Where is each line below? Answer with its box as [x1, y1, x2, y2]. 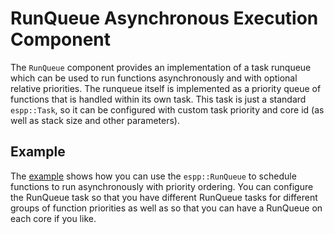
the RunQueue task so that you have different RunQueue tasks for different [10, 191, 318, 203]
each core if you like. [10, 212, 97, 224]
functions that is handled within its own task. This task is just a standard [10, 93, 307, 105]
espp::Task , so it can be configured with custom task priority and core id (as [10, 103, 325, 116]
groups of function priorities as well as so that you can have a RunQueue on [10, 202, 323, 214]
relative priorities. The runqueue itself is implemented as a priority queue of [10, 82, 322, 94]
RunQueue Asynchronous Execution [10, 7, 319, 30]
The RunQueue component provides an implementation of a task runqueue [10, 61, 312, 73]
